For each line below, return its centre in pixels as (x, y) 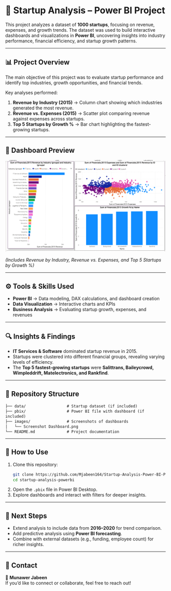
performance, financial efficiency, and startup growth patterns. (71, 41)
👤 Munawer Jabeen (26, 578)
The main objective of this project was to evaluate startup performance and (84, 77)
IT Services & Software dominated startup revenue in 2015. (75, 351)
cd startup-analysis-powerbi (44, 480)
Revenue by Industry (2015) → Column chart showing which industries (87, 102)
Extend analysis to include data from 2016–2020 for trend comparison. (87, 528)
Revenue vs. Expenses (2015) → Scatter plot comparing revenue (81, 113)
